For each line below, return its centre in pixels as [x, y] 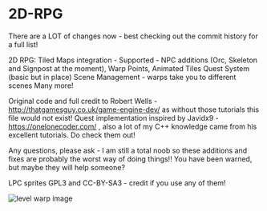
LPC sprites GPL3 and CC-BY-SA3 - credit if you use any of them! [117, 183]
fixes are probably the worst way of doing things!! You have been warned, [130, 159]
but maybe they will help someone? [67, 167]
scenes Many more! [41, 86]
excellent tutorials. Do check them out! [72, 135]
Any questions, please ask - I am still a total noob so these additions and [127, 150]
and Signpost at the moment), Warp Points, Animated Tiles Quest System [129, 68]
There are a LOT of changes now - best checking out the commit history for [133, 36]
